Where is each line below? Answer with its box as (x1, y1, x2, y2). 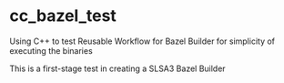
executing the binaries (9, 45, 93, 56)
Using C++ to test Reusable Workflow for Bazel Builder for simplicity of (9, 36, 276, 47)
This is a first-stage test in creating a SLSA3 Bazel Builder (9, 63, 226, 74)
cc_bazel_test (9, 5, 117, 26)
